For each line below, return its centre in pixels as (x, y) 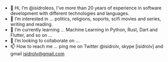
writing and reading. (31, 24)
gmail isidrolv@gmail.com (37, 54)
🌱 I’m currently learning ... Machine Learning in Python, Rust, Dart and (84, 30)
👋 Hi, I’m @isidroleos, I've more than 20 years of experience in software (86, 8)
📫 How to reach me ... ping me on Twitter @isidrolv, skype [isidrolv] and (87, 46)
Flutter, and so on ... (31, 35)
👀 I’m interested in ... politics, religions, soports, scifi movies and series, (86, 19)
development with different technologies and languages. (70, 13)
